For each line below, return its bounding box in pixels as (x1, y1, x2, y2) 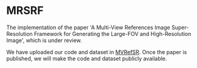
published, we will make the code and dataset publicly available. (6, 55, 167, 62)
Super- (171, 24, 189, 31)
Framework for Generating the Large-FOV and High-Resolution (33, 30, 192, 37)
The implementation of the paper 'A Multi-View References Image (6, 24, 170, 31)
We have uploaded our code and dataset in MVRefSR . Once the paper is (6, 48, 187, 55)
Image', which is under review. (6, 36, 82, 44)
